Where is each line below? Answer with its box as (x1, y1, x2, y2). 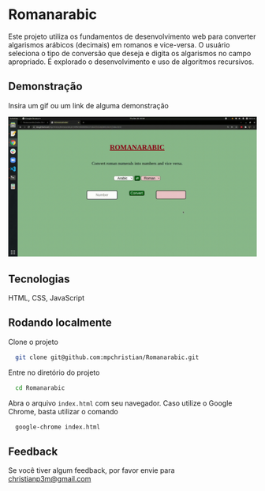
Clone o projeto (8, 337, 59, 346)
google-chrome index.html (15, 423, 101, 431)
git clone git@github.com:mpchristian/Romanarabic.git (15, 353, 200, 361)
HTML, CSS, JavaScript (8, 293, 85, 303)
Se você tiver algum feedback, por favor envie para (8, 466, 175, 475)
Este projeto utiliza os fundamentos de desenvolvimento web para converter (8, 32, 256, 41)
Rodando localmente (8, 316, 112, 330)
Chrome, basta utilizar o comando (8, 406, 118, 416)
